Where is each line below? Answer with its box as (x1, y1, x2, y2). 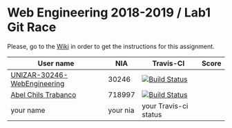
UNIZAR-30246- (10, 70, 68, 80)
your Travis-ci (142, 101, 188, 111)
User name (37, 58, 75, 68)
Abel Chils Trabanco (10, 89, 77, 99)
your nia (108, 105, 135, 115)
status (142, 109, 162, 119)
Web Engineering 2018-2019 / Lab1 (7, 5, 211, 21)
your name (10, 105, 46, 115)
